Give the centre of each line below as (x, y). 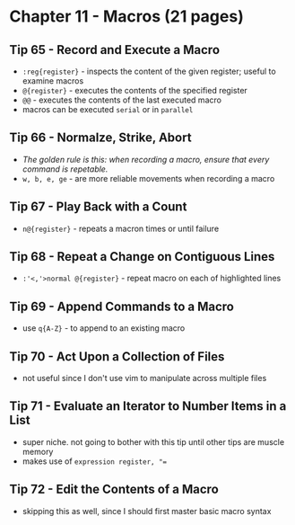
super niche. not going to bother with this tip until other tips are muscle (153, 441)
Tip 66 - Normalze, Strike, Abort (100, 138)
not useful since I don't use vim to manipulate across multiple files (144, 378)
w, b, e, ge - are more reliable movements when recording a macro (148, 178)
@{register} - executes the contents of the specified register (135, 90)
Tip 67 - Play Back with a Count (98, 207)
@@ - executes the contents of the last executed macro (122, 100)
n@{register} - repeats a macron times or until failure (121, 228)
